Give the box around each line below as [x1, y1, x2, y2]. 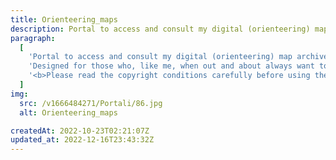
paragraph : [10, 33, 56, 43]
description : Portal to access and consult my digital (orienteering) [10, 24, 311, 34]
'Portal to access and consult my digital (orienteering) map [28, 52, 293, 62]
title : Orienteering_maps [10, 14, 118, 25]
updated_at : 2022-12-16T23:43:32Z [10, 135, 155, 145]
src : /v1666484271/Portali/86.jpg [19, 98, 163, 108]
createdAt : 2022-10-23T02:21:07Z [10, 126, 150, 136]
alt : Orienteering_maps [19, 107, 118, 118]
